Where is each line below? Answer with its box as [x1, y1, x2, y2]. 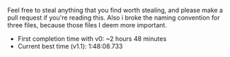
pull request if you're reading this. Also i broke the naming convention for [7, 13, 220, 22]
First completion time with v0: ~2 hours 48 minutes [17, 34, 167, 43]
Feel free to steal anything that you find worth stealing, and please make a [7, 6, 223, 14]
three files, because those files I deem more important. [7, 21, 168, 29]
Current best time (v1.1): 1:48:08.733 [17, 42, 123, 50]
